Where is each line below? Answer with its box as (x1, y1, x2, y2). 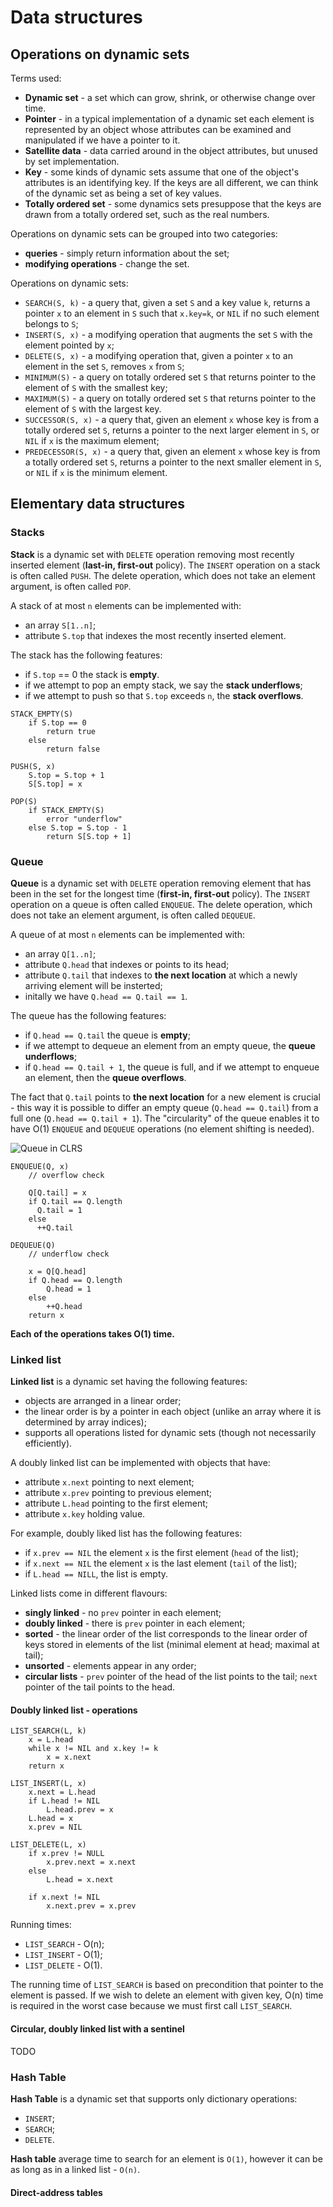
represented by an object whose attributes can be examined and (24, 124, 292, 135)
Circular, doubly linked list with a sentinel (10, 2023, 185, 2035)
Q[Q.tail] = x (28, 1187, 87, 1198)
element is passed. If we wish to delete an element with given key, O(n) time (10, 1989, 324, 2001)
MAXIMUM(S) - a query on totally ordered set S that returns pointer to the (24, 392, 317, 404)
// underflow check (28, 1249, 110, 1259)
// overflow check (28, 1170, 105, 1180)
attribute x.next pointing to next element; (24, 1476, 195, 1488)
